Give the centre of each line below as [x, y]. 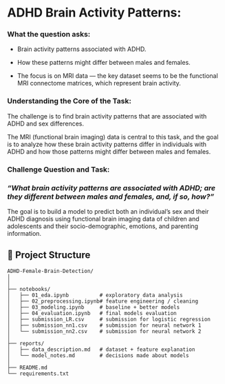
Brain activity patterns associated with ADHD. [82, 49]
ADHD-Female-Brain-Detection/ [51, 271]
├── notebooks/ [29, 289]
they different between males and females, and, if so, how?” [111, 196]
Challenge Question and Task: [58, 169]
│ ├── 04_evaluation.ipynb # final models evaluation [92, 313]
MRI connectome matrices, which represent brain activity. [99, 83]
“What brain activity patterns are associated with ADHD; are [111, 188]
